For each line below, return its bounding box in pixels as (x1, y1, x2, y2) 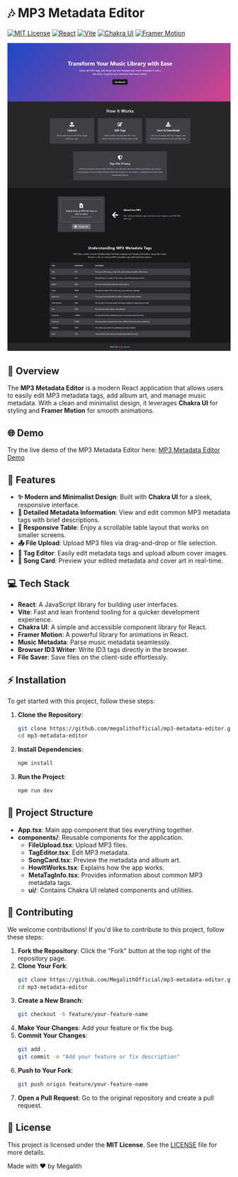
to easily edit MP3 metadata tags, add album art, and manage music (7, 391, 207, 400)
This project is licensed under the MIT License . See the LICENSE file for (7, 1140, 217, 1149)
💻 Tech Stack (7, 578, 70, 590)
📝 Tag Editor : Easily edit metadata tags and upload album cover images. (17, 548, 228, 557)
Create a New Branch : (17, 996, 84, 1005)
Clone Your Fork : (17, 962, 69, 970)
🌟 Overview (7, 365, 59, 377)
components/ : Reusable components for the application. (17, 833, 184, 841)
